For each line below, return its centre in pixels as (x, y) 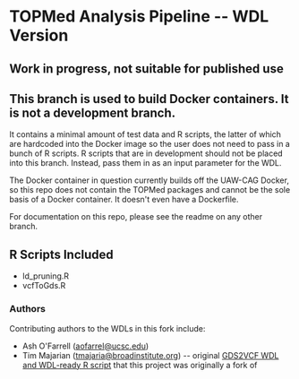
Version (39, 35)
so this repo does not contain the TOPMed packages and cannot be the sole (150, 190)
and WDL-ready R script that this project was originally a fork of (140, 365)
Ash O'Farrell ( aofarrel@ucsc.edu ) (85, 346)
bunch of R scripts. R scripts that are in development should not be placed (146, 153)
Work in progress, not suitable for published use (146, 69)
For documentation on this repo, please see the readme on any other (136, 217)
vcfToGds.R (44, 286)
